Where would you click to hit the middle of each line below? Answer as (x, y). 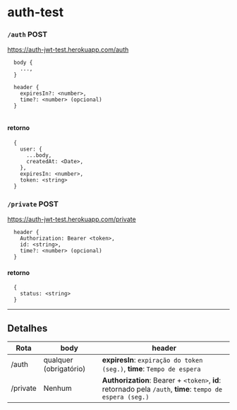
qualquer (58, 360)
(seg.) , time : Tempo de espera (151, 369)
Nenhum (57, 388)
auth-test (36, 12)
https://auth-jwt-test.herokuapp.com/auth (68, 49)
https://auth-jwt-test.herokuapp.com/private (72, 219)
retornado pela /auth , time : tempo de (162, 389)
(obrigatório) (65, 369)
